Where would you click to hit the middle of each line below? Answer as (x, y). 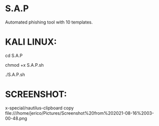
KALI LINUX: (31, 42)
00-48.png (16, 118)
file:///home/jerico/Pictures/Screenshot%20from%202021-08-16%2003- (79, 113)
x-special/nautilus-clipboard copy (40, 108)
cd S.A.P (14, 55)
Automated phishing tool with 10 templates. (49, 22)
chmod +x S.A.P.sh (24, 65)
